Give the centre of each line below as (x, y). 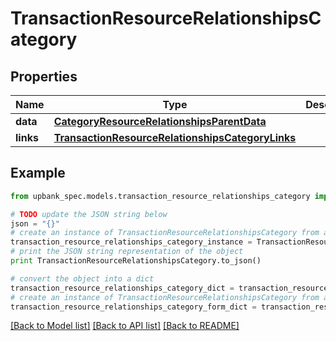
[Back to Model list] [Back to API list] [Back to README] (125, 326)
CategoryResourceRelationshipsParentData (160, 121)
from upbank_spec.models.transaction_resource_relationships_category (160, 196)
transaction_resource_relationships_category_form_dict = (133, 307)
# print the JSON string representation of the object (127, 252)
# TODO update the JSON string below (89, 214)
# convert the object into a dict (82, 278)
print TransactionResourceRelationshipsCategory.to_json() (136, 261)
